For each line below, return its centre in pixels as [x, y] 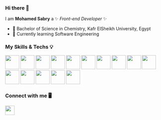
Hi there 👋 [17, 8]
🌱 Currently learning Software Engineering [56, 34]
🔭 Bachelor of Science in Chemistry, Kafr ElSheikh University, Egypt [81, 29]
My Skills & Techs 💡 [29, 47]
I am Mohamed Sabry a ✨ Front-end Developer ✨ [56, 19]
